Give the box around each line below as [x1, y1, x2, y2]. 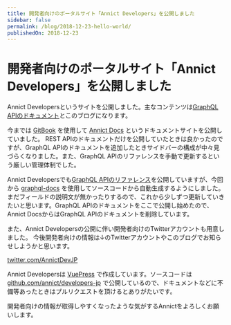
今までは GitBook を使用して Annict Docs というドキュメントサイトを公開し [7, 126, 223, 135]
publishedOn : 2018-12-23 [7, 29, 79, 37]
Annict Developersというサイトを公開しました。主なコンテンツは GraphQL [7, 103, 219, 111]
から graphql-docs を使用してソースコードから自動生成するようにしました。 [7, 184, 225, 192]
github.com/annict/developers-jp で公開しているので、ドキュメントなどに [7, 279, 218, 287]
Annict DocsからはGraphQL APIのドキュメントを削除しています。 [7, 210, 194, 219]
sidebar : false [7, 17, 51, 24]
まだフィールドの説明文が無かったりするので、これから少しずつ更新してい [7, 193, 219, 201]
